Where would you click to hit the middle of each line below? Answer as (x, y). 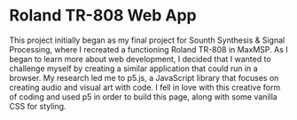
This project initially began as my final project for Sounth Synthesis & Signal (147, 40)
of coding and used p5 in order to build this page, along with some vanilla (143, 96)
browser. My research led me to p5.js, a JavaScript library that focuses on (144, 77)
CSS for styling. (38, 106)
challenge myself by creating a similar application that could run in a (134, 68)
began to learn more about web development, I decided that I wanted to (141, 59)
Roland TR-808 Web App (103, 16)
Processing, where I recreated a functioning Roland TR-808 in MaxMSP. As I (148, 49)
